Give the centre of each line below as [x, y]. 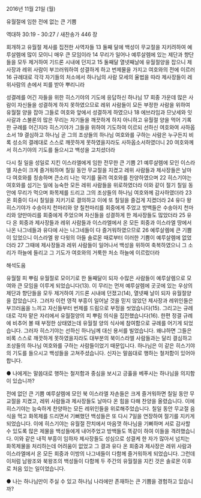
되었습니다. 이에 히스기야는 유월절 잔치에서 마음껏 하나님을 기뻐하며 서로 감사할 [98, 424]
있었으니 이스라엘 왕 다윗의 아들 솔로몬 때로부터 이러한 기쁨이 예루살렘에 [97, 238]
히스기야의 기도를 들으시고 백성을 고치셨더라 [64, 150]
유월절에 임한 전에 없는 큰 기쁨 [41, 22]
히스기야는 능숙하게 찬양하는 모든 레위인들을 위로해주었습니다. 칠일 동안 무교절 [97, 409]
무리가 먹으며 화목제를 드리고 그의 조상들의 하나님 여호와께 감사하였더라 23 [104, 193]
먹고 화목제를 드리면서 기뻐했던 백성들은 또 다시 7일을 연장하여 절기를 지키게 [106, 416]
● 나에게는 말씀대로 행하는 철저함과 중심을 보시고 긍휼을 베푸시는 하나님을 [93, 373]
